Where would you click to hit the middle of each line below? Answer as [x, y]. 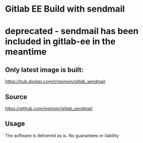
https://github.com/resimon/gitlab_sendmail [49, 108]
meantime [26, 52]
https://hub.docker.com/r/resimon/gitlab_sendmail [55, 82]
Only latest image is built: [45, 70]
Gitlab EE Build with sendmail [65, 9]
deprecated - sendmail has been [72, 31]
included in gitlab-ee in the [60, 42]
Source [16, 97]
